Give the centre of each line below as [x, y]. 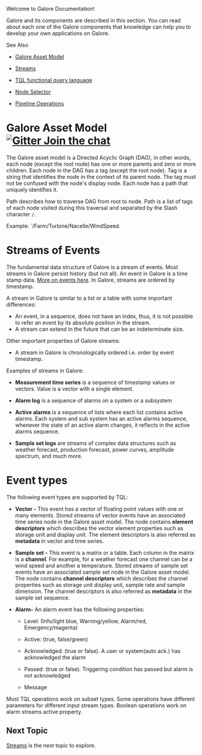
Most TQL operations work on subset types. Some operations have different [100, 699]
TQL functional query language [53, 80]
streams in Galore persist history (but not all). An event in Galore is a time [97, 273]
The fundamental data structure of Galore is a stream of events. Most [92, 267]
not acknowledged [47, 675]
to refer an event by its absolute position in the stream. [83, 322]
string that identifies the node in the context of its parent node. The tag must [101, 177]
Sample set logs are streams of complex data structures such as [96, 443]
